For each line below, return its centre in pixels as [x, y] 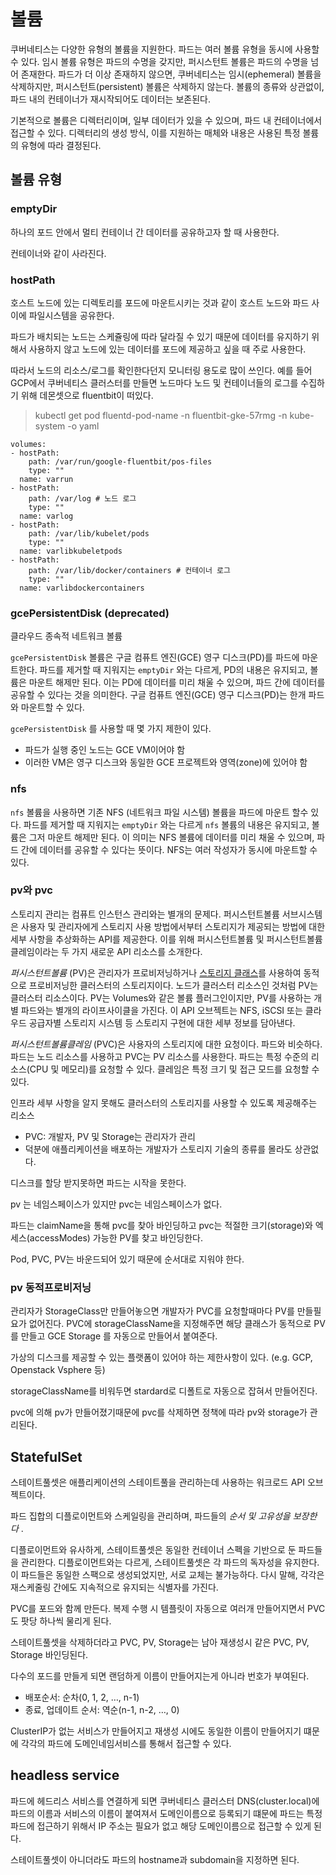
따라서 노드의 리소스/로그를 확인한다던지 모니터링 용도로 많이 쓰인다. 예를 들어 [161, 370]
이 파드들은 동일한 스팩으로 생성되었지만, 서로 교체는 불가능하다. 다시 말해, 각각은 [167, 1574]
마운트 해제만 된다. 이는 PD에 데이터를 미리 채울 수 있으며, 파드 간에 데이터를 [177, 682]
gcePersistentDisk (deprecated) [90, 613]
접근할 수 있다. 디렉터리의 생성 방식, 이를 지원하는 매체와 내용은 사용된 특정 [155, 132]
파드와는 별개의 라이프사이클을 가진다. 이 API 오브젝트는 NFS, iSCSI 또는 [161, 1010]
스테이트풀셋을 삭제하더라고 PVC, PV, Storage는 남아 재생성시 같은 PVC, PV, [160, 1642]
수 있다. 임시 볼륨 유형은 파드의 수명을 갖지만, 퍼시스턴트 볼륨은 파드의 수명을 [159, 61]
